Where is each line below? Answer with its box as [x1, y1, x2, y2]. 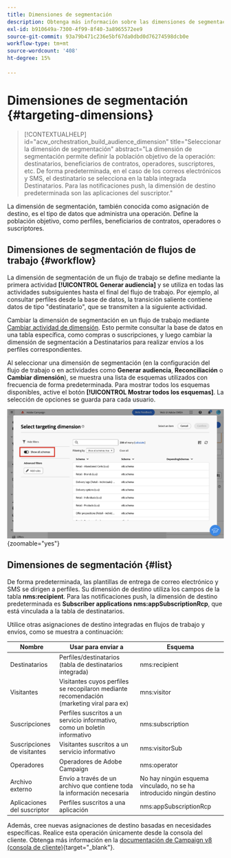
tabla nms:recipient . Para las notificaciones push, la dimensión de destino [7, 592, 218, 600]
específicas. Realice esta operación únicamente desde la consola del [7, 828, 203, 837]
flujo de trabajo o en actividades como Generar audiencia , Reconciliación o [7, 366, 223, 374]
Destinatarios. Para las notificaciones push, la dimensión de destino [23, 181, 216, 190]
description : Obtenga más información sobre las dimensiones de [7, 18, 195, 26]
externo [10, 785, 32, 793]
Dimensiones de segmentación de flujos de [7, 244, 197, 256]
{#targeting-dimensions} [7, 107, 154, 123]
